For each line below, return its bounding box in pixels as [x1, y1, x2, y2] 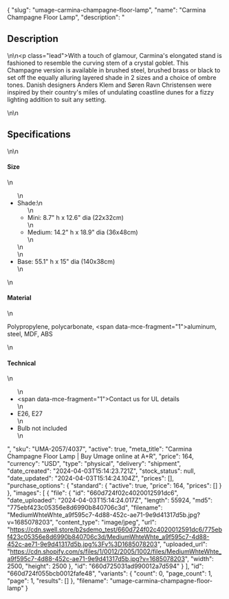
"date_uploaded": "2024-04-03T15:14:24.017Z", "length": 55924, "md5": [7, 496, 213, 505]
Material [7, 294, 32, 302]
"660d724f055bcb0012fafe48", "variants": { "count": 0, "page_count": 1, [7, 569, 213, 578]
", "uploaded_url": [157, 540, 208, 549]
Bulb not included [17, 424, 67, 433]
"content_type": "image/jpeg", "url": [55, 518, 157, 527]
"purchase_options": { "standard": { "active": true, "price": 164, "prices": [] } [7, 482, 222, 490]
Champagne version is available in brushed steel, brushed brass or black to [7, 65, 221, 74]
